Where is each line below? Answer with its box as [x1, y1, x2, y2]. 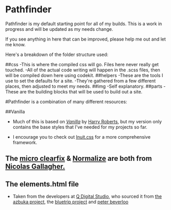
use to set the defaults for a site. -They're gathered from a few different [5, 78, 156, 84]
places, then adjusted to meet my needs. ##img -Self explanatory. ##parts [5, 83, 163, 89]
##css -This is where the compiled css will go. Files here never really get [5, 61, 159, 67]
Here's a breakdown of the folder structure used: [5, 51, 109, 58]
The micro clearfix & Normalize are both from [5, 154, 152, 163]
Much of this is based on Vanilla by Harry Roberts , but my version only [12, 118, 162, 124]
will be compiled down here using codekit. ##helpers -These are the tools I [5, 72, 163, 78]
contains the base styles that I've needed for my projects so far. [12, 124, 147, 130]
